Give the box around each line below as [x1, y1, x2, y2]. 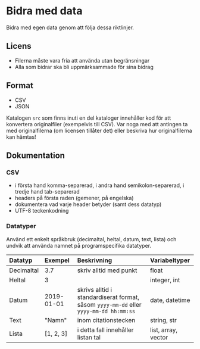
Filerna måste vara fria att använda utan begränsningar [14, 57, 150, 64]
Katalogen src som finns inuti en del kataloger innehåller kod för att [6, 114, 171, 121]
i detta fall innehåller [77, 326, 134, 334]
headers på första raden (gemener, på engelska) [14, 195, 134, 202]
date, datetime [149, 296, 190, 304]
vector [149, 333, 168, 341]
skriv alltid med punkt [77, 266, 137, 275]
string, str [149, 316, 177, 324]
